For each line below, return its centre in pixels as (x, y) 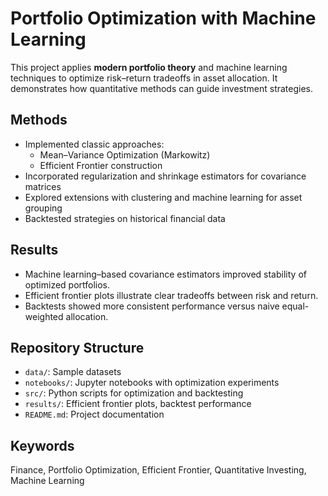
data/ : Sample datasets (73, 372)
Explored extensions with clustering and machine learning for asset (163, 197)
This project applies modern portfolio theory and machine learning (149, 67)
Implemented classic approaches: (94, 144)
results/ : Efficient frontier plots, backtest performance (138, 404)
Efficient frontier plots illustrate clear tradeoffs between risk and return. (171, 295)
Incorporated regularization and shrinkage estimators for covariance (165, 176)
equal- (295, 306)
